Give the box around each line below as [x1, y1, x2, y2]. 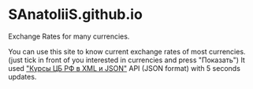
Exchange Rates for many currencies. [8, 32, 130, 41]
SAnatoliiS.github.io [8, 6, 143, 24]
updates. [8, 72, 37, 81]
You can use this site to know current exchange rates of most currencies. [8, 46, 246, 56]
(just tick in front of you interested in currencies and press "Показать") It [8, 55, 246, 65]
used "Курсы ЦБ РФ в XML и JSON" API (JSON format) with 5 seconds [8, 63, 240, 72]
